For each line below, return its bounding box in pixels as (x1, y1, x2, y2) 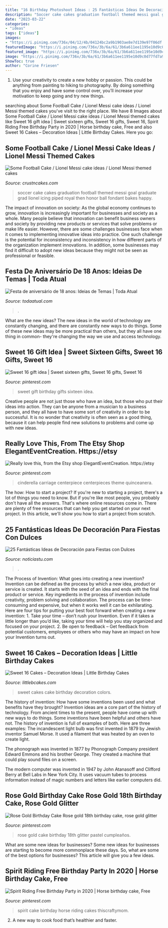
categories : (5, 21, 30, 27)
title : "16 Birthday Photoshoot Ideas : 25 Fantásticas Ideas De (5, 7, 144, 13)
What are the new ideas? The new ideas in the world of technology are (5, 317, 151, 323)
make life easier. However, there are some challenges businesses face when (5, 226, 162, 232)
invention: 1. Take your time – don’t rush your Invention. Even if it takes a (5, 613, 154, 619)
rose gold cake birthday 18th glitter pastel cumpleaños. (17, 832, 131, 838)
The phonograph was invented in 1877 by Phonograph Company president (5, 746, 158, 752)
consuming (5, 602, 28, 608)
